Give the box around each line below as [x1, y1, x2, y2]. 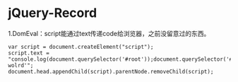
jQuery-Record [8, 5, 97, 21]
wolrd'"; [8, 61, 34, 69]
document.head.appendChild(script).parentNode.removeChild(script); [8, 68, 214, 75]
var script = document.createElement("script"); [8, 43, 154, 50]
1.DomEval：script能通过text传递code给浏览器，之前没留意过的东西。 [8, 29, 210, 37]
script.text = [8, 49, 50, 57]
